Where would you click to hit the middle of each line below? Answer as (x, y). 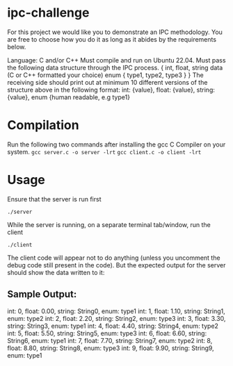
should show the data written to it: (56, 272)
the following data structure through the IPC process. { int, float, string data (115, 67)
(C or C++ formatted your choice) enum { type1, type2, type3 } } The (105, 75)
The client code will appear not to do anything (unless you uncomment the (114, 258)
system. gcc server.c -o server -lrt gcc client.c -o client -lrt (104, 151)
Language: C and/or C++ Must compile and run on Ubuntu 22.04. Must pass (116, 60)
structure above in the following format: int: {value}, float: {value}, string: (111, 90)
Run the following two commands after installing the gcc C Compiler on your (116, 144)
